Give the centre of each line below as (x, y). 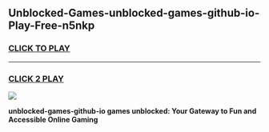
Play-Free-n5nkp (52, 26)
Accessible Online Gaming (53, 119)
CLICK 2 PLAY (36, 78)
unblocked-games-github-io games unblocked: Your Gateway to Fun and (132, 110)
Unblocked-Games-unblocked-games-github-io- (134, 13)
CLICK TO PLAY (39, 49)
